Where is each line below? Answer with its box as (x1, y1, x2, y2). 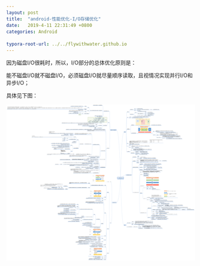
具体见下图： (6, 92, 38, 99)
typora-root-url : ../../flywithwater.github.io (6, 41, 128, 47)
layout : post (6, 10, 39, 16)
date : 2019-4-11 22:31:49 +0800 (6, 22, 93, 28)
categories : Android (6, 29, 58, 35)
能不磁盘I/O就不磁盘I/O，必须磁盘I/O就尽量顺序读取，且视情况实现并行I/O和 (6, 72, 193, 79)
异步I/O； (6, 80, 30, 86)
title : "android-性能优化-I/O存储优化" (6, 16, 101, 22)
